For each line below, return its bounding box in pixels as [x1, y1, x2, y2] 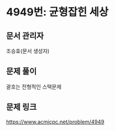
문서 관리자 [6, 31, 44, 41]
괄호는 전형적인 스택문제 [6, 83, 62, 90]
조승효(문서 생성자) [6, 48, 50, 54]
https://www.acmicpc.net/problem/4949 [6, 118, 104, 125]
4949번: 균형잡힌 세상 [6, 5, 109, 19]
